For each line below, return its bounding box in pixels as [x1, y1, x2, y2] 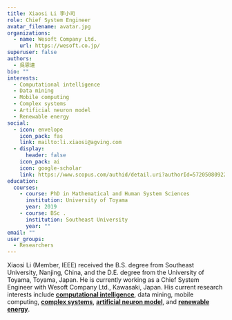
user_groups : [7, 235, 45, 242]
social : [7, 119, 30, 127]
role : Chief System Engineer [7, 17, 91, 24]
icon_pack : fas [19, 132, 64, 139]
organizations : [7, 29, 51, 37]
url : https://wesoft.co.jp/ [19, 42, 100, 49]
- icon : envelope [13, 126, 64, 133]
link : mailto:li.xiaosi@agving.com [19, 139, 122, 146]
